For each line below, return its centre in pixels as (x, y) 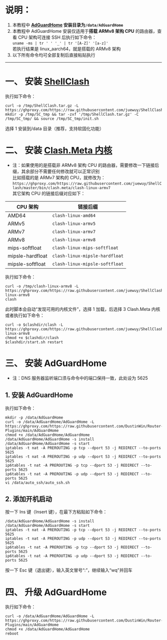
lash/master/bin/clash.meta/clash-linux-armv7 (61, 188)
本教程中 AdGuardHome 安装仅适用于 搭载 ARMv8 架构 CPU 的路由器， (85, 31)
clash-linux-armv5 (74, 223)
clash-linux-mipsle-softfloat (88, 264)
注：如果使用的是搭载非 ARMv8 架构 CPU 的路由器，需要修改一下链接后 (86, 165)
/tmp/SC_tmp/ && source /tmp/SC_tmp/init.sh (52, 119)
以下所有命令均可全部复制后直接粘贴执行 (54, 55)
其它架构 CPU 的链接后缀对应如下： (49, 193)
